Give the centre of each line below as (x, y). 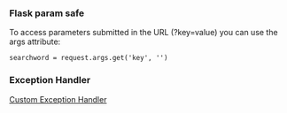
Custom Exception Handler (58, 99)
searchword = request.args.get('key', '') (89, 58)
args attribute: (35, 41)
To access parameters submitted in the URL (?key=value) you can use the (143, 33)
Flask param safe (47, 13)
